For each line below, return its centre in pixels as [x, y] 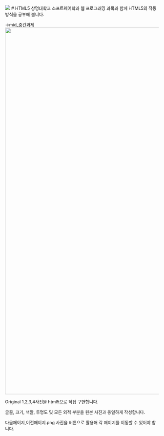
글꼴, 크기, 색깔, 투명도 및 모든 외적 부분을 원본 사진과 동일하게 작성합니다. [75, 412]
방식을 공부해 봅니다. [25, 14]
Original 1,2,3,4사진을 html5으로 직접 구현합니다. [52, 402]
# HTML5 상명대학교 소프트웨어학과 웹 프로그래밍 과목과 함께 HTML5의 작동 [84, 8]
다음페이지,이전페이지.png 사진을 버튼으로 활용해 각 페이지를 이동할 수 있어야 [78, 423]
